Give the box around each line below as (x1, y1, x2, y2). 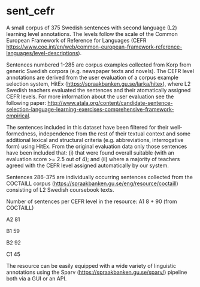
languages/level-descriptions (6, 49, 78, 56)
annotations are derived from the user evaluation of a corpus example (6, 74, 178, 81)
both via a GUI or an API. (6, 274, 67, 282)
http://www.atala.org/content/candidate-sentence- (47, 99, 173, 106)
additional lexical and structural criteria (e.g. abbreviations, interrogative (6, 136, 184, 143)
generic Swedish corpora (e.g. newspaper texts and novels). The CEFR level (6, 67, 195, 74)
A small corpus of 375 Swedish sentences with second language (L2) (6, 24, 178, 31)
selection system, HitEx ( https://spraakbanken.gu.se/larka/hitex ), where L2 (6, 80, 191, 87)
